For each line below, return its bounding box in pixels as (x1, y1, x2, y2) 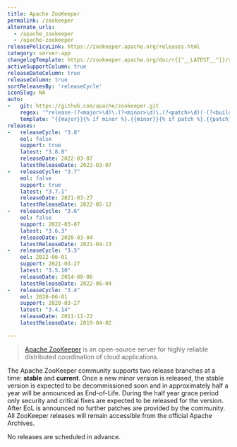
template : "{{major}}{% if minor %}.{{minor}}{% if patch (20, 115, 194, 122)
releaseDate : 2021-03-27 (20, 195, 93, 202)
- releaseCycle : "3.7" (7, 168, 80, 175)
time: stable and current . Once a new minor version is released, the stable (7, 373, 224, 382)
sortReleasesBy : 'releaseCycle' (7, 83, 102, 90)
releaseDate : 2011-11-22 (20, 313, 93, 320)
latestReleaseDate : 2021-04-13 (20, 240, 112, 248)
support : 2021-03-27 (20, 260, 80, 267)
